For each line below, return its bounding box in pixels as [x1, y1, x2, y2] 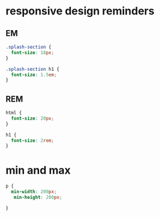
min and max [5, 164, 71, 177]
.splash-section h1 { [5, 66, 60, 72]
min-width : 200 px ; [11, 189, 58, 195]
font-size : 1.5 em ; [11, 72, 58, 78]
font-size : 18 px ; [11, 49, 55, 55]
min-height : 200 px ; [13, 194, 62, 200]
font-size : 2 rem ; [11, 137, 55, 144]
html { [5, 110, 22, 116]
